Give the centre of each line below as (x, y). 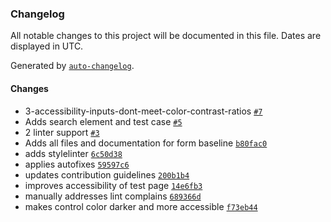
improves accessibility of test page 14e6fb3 (113, 185)
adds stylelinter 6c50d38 (73, 153)
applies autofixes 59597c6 (77, 164)
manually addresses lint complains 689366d (113, 196)
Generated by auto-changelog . (72, 66)
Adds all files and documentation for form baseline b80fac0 (146, 143)
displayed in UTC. (47, 46)
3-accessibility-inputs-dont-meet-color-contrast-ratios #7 (143, 111)
